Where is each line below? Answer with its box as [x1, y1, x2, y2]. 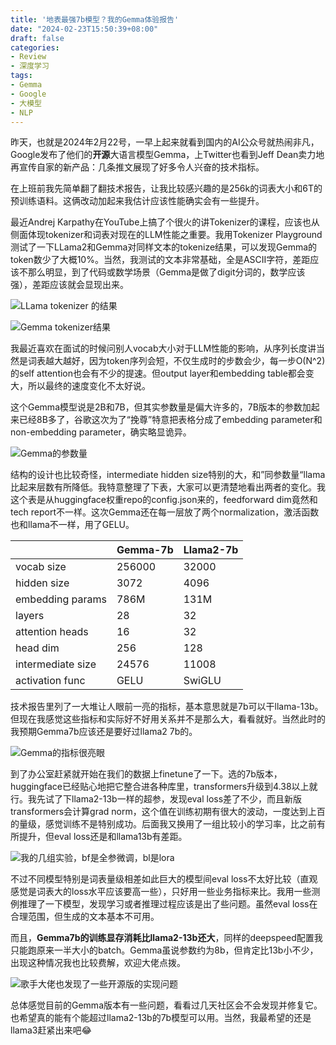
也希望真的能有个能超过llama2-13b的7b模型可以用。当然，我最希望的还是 [10, 1012, 312, 1024]
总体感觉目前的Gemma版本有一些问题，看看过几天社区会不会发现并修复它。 [10, 999, 323, 1011]
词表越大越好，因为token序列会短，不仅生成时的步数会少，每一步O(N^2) [27, 355, 326, 367]
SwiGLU [183, 674, 222, 688]
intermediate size [15, 657, 97, 671]
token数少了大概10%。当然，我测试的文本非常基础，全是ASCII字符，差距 [10, 254, 311, 266]
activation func [15, 674, 86, 688]
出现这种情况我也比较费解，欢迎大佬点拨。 [10, 957, 186, 969]
